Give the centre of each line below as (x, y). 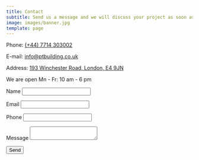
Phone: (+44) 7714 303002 (39, 45)
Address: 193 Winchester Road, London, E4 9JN (65, 68)
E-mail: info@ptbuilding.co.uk (42, 56)
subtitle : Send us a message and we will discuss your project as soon (96, 17)
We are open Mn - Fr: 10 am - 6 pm (49, 79)
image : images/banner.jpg (38, 23)
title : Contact (25, 12)
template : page (25, 28)
